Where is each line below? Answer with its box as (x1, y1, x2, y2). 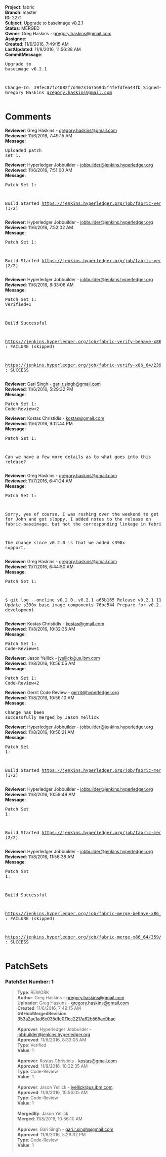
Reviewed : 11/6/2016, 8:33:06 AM (5, 282, 74, 288)
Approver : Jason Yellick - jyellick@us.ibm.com (17, 1084, 113, 1090)
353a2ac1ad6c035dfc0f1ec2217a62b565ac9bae (17, 1016, 116, 1022)
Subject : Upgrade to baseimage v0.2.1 (5, 20, 83, 26)
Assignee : (5, 36, 27, 42)
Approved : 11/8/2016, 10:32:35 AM (17, 1063, 88, 1069)
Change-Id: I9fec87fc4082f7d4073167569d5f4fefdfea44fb (5, 85, 141, 90)
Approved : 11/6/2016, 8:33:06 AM (17, 1037, 86, 1043)
